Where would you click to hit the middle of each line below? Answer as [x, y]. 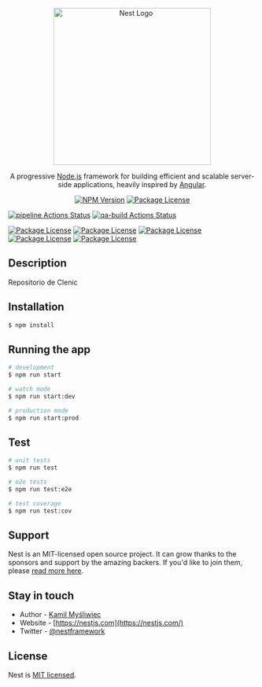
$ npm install [31, 325]
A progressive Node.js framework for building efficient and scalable [120, 176]
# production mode [38, 410]
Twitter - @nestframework [62, 631]
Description [37, 263]
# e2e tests [28, 482]
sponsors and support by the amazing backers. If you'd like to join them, [125, 563]
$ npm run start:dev [42, 396]
